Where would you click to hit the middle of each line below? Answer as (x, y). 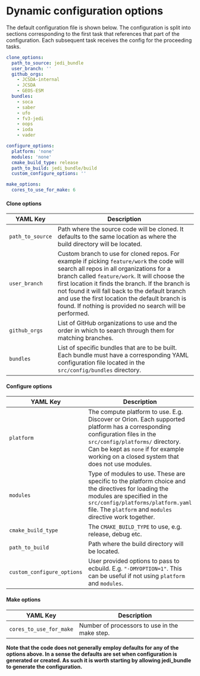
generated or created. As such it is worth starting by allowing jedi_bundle (99, 660)
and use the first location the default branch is (122, 298)
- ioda (25, 129)
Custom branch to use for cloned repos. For (118, 254)
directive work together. (122, 517)
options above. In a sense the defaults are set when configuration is (92, 654)
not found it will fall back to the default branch (122, 291)
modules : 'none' (32, 157)
